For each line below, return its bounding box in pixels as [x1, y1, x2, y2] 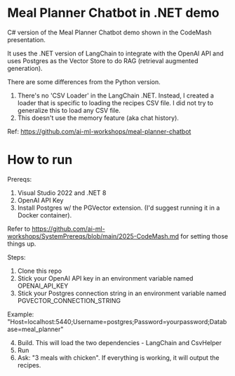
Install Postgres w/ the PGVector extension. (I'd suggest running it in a [17, 203, 220, 212]
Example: [7, 310, 34, 318]
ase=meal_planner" [7, 325, 64, 333]
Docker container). [17, 210, 72, 219]
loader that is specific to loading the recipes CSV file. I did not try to [17, 98, 214, 107]
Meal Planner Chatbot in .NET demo [7, 5, 220, 21]
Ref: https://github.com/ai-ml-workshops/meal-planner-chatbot [7, 127, 192, 135]
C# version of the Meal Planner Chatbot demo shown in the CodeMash [7, 28, 212, 36]
